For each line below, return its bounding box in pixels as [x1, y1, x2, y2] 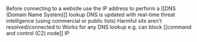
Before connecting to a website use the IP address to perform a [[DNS [6, 5, 176, 12]
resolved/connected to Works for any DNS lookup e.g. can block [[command [6, 23, 192, 30]
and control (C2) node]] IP [6, 30, 69, 37]
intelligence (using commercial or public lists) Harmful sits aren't [6, 17, 162, 24]
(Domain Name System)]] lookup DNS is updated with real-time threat [6, 11, 175, 18]
